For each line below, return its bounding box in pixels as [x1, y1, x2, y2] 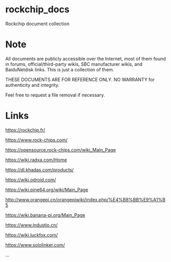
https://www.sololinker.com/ [5, 241, 65, 248]
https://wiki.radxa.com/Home [5, 157, 67, 163]
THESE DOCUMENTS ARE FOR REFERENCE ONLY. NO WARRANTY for [5, 76, 155, 83]
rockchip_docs [5, 4, 70, 15]
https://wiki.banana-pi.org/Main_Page [5, 212, 86, 218]
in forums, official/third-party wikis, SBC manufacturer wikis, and [5, 61, 143, 67]
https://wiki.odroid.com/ [5, 176, 56, 183]
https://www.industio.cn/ [5, 222, 58, 228]
